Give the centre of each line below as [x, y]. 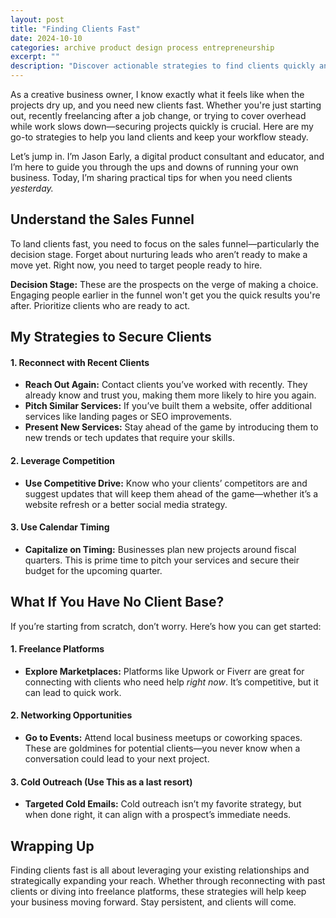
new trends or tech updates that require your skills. [129, 438]
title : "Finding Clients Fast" [75, 29]
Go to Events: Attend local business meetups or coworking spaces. [163, 738]
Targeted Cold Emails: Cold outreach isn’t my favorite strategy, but [163, 804]
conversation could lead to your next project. [117, 759]
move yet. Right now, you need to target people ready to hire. [136, 265]
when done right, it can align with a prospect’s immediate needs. [158, 815]
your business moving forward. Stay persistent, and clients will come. [153, 902]
